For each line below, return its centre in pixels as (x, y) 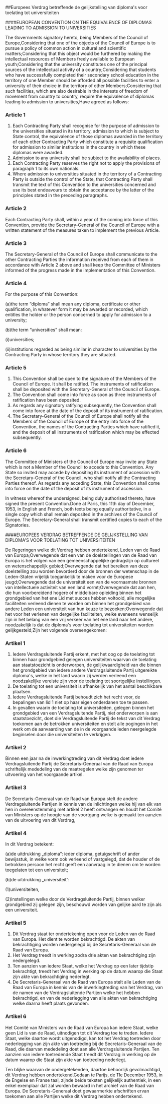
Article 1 (16, 114)
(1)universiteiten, (22, 889)
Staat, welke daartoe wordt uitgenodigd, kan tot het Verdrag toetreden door (83, 1038)
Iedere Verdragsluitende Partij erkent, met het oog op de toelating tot (83, 654)
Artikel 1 (15, 643)
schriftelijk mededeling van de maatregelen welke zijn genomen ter (74, 769)
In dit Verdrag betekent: (30, 844)
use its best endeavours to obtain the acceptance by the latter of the (83, 190)
